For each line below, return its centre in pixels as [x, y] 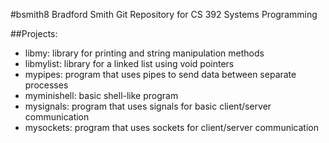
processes [46, 85]
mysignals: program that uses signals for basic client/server [148, 106]
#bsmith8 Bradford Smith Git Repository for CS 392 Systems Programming [164, 14]
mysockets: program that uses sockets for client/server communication [171, 127]
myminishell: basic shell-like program [101, 95]
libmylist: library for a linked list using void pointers [129, 63]
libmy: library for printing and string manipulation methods [144, 53]
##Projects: [34, 33]
